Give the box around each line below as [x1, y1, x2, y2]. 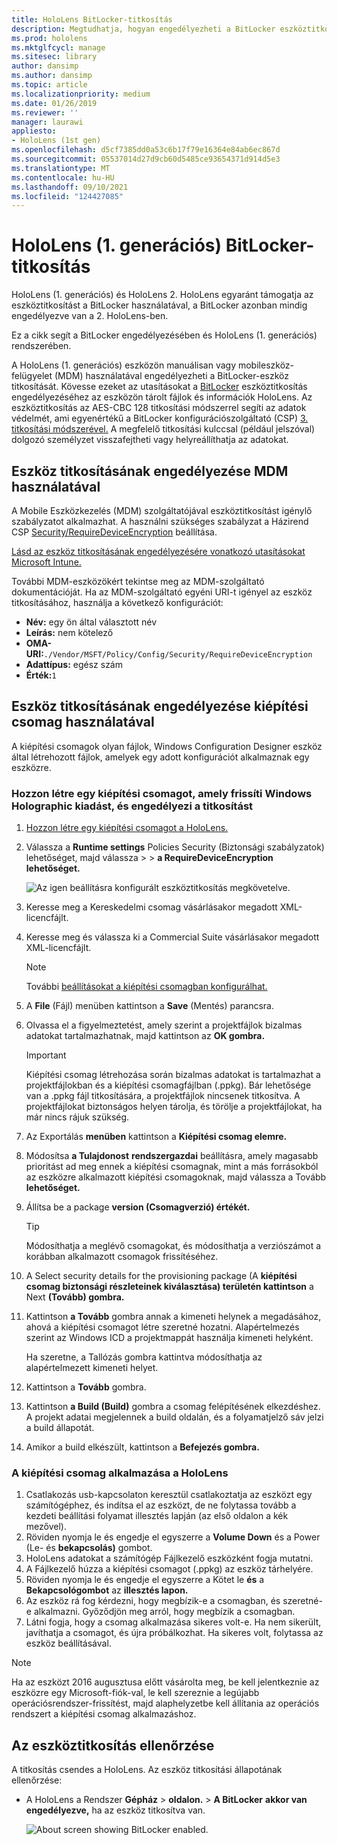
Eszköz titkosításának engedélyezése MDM [11, 462, 289, 480]
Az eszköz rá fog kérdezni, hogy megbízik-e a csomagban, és [25, 1595, 281, 1607]
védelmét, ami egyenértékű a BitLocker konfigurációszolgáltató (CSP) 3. [11, 412, 309, 425]
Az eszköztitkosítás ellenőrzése [11, 1737, 215, 1754]
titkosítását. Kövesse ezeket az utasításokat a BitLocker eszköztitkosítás [11, 381, 308, 393]
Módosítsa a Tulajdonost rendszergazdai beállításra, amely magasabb [25, 1150, 319, 1162]
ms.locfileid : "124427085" [11, 191, 124, 201]
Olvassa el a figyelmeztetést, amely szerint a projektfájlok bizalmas [25, 1019, 303, 1031]
